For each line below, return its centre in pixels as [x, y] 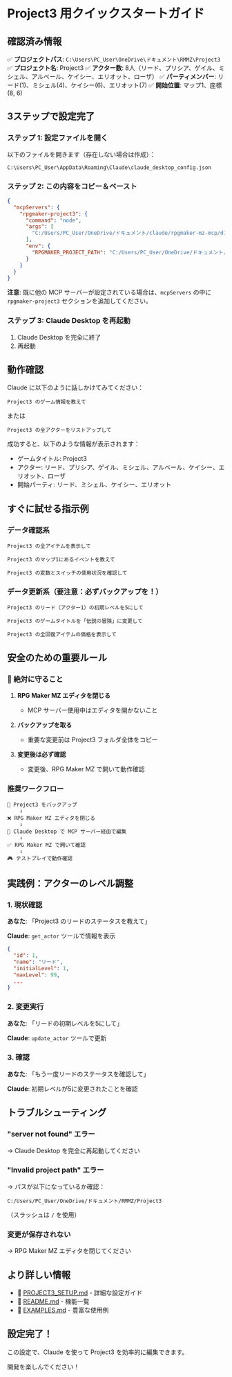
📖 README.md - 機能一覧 [53, 1301]
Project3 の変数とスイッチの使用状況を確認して [67, 573]
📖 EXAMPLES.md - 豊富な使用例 [63, 1310]
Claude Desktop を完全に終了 [59, 337]
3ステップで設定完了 [51, 117]
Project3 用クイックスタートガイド [106, 14]
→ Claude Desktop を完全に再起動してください [74, 1150]
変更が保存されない [39, 1234]
